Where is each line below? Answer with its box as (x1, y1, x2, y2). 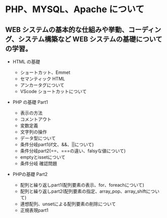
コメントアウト (20, 116, 52, 122)
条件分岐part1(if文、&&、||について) (20, 142, 94, 147)
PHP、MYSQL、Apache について (5, 4, 145, 15)
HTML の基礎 (12, 59, 40, 65)
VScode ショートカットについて (20, 89, 87, 94)
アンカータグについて (20, 82, 65, 88)
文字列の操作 (20, 129, 47, 135)
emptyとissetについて (20, 154, 66, 160)
